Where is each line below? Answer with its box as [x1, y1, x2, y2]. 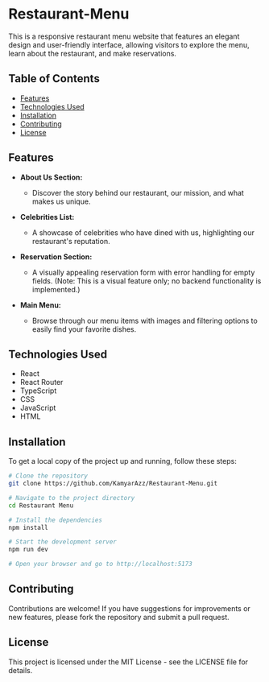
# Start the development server [8, 538, 117, 546]
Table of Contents [8, 72, 101, 85]
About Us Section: [19, 172, 83, 182]
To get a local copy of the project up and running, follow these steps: [8, 457, 238, 466]
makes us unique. [31, 196, 91, 206]
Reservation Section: [19, 251, 93, 262]
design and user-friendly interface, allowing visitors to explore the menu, [8, 39, 250, 49]
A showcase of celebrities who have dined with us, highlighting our [31, 227, 255, 238]
